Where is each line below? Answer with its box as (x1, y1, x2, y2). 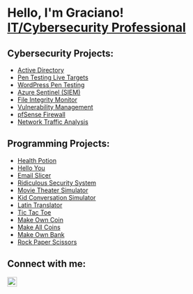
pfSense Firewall (17, 110, 66, 118)
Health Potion (17, 156, 57, 164)
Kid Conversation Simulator (17, 193, 96, 201)
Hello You (17, 164, 45, 172)
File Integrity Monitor (17, 95, 78, 104)
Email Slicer (17, 171, 52, 179)
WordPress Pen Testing (17, 81, 85, 88)
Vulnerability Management (17, 103, 93, 111)
